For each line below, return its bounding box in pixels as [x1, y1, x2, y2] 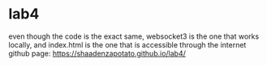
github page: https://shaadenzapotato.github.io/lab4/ [8, 48, 187, 58]
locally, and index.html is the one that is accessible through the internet [8, 39, 247, 49]
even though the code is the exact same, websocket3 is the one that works [8, 31, 260, 41]
